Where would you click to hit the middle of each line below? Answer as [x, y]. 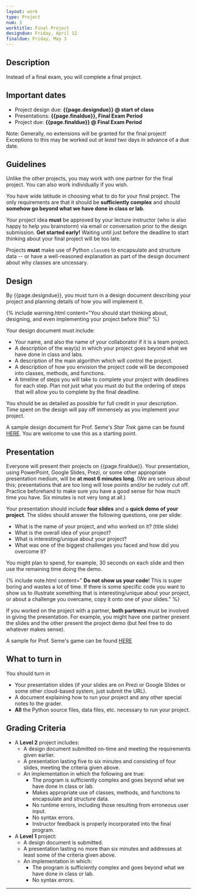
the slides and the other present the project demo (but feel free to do [89, 623]
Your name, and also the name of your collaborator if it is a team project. [102, 342]
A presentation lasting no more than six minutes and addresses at [102, 849]
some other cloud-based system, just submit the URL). [81, 691]
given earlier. [39, 755]
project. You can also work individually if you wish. [67, 185]
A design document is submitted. [63, 842]
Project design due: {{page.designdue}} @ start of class [84, 109]
